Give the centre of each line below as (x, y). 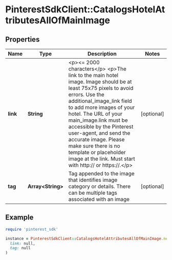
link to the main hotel (93, 75)
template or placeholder (97, 152)
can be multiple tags (93, 193)
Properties (23, 39)
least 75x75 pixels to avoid (101, 88)
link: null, (23, 243)
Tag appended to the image (101, 173)
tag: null (20, 248)
